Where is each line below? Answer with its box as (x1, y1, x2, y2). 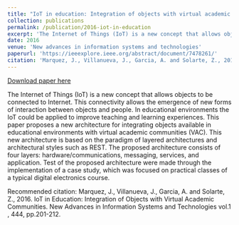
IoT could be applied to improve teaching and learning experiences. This (7, 112, 219, 121)
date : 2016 (7, 37, 40, 44)
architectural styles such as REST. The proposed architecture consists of (7, 143, 221, 152)
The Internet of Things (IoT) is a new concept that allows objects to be (7, 90, 213, 98)
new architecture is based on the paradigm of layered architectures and (7, 135, 218, 144)
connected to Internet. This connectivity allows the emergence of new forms (7, 98, 232, 106)
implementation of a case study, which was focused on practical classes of (7, 165, 228, 174)
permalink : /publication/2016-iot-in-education (7, 23, 152, 31)
